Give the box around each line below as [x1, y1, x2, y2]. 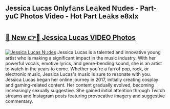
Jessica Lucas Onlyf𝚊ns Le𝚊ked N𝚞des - [5, 4, 139, 13]
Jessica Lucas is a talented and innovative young [57, 49, 161, 55]
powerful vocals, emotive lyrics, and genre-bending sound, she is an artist [5, 61, 162, 66]
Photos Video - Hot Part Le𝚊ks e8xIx [20, 12, 139, 21]
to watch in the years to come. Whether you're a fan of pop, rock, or [5, 66, 149, 72]
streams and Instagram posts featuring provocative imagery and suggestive [5, 93, 165, 99]
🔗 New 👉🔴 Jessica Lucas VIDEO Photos [5, 33, 136, 42]
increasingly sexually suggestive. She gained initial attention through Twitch [5, 88, 165, 93]
